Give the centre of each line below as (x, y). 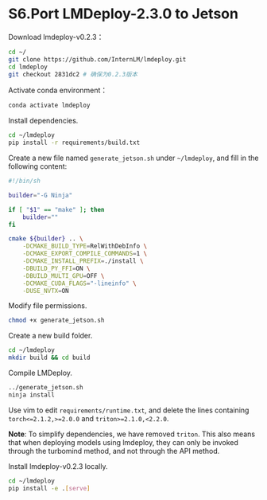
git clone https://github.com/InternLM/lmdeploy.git (97, 59)
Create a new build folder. (50, 336)
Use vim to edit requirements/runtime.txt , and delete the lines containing (129, 410)
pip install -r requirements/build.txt (74, 143)
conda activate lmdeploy (49, 105)
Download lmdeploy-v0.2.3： (56, 37)
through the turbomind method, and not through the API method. (114, 451)
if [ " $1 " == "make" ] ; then (56, 209)
